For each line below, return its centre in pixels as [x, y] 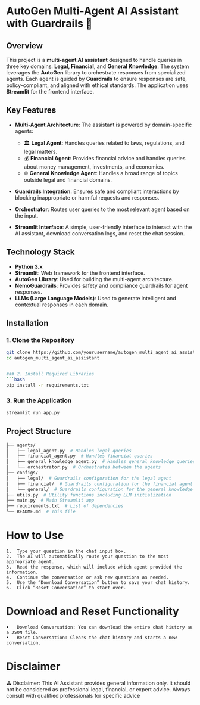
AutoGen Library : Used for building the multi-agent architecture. [94, 279]
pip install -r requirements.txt [48, 385]
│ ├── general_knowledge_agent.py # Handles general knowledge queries [101, 462]
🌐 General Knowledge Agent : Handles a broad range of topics [101, 173]
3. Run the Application [39, 400]
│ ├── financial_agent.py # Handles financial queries [79, 456]
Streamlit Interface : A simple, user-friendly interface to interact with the [103, 227]
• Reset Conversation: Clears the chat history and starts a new [92, 638]
